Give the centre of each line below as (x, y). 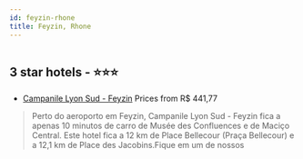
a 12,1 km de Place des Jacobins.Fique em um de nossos (138, 145)
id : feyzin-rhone (42, 18)
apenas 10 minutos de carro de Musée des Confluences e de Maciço (161, 126)
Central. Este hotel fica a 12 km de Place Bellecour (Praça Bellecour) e (163, 135)
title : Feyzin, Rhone (50, 26)
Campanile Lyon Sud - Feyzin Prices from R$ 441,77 (120, 99)
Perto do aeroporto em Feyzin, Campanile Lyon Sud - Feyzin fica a (156, 116)
